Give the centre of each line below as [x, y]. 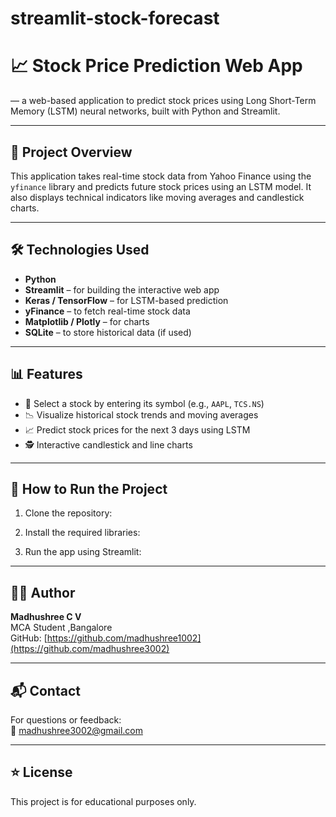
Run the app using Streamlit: [83, 552]
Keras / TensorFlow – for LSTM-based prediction [126, 300]
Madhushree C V [46, 617]
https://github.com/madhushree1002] [124, 638]
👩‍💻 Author [43, 592]
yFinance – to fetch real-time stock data [107, 311]
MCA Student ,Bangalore [61, 628]
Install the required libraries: [82, 533]
